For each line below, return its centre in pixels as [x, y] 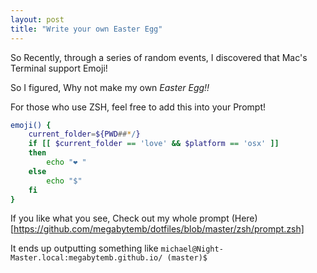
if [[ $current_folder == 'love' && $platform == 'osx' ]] [154, 144]
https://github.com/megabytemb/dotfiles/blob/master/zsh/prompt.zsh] [159, 229]
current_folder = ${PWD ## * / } [84, 134]
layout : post [37, 19]
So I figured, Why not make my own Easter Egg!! [110, 87]
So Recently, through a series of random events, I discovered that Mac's [159, 57]
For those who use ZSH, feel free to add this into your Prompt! [138, 107]
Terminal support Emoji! [59, 68]
